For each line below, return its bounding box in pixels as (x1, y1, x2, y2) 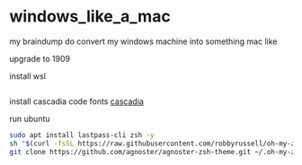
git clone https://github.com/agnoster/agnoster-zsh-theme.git (9, 147, 252, 156)
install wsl (9, 70, 47, 82)
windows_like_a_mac (9, 6, 171, 27)
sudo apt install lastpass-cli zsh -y (9, 130, 155, 140)
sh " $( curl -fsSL (9, 139, 75, 148)
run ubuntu (9, 113, 51, 124)
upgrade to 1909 (9, 53, 70, 64)
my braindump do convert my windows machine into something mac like (9, 36, 278, 47)
